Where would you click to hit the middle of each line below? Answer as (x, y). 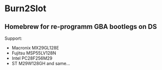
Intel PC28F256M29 (32, 58)
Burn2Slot (25, 9)
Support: (13, 38)
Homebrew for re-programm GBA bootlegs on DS (81, 27)
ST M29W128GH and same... (41, 63)
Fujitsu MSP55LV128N (34, 53)
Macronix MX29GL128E (35, 48)
